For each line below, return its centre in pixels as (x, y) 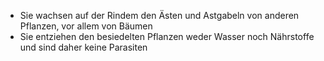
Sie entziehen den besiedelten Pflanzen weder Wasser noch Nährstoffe (167, 36)
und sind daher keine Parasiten (83, 47)
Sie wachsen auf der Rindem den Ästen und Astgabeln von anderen (159, 15)
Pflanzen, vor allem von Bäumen (86, 26)
